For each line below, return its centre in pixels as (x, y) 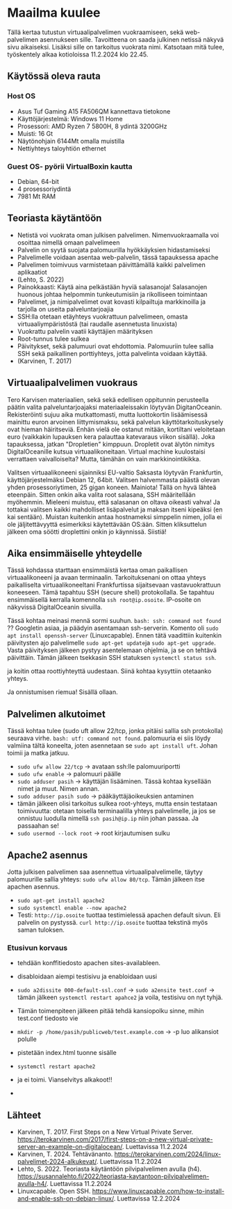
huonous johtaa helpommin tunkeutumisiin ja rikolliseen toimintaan (112, 294)
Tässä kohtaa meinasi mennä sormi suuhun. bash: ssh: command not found (114, 621)
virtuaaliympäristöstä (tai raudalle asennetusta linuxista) (97, 324)
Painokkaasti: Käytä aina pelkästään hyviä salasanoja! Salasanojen (112, 286)
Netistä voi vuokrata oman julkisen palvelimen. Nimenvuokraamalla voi (118, 235)
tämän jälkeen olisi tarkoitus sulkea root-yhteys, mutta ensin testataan (117, 803)
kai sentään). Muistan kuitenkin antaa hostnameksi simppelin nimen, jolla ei (115, 516)
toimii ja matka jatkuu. (38, 753)
